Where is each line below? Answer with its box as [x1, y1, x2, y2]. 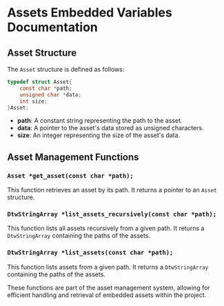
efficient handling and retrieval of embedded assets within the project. [7, 291, 207, 299]
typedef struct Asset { [7, 79, 72, 85]
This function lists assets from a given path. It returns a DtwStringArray [7, 263, 209, 271]
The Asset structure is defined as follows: [7, 65, 125, 73]
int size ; [19, 98, 48, 105]
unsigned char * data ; [19, 91, 81, 98]
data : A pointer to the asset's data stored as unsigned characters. [17, 124, 205, 132]
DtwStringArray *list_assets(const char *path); [7, 249, 174, 256]
